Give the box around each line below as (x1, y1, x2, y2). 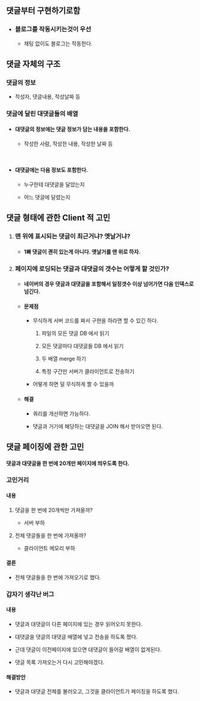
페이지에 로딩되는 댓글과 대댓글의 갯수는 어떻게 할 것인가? (14, 264, 170, 273)
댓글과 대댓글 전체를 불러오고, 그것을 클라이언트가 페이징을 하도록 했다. (14, 688, 179, 695)
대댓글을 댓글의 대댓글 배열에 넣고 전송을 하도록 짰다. (14, 633, 138, 640)
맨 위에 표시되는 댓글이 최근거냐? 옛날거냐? (14, 232, 131, 240)
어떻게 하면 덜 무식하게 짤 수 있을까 (32, 380, 115, 388)
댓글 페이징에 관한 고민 (6, 441, 85, 452)
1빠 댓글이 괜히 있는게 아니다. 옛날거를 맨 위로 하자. (23, 248, 141, 255)
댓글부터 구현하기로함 (6, 5, 81, 16)
